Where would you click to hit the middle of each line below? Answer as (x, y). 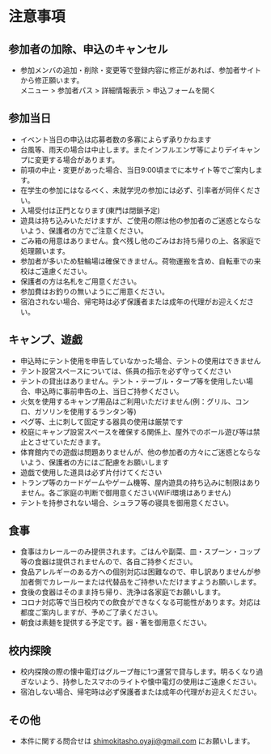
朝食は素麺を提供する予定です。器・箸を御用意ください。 (116, 623)
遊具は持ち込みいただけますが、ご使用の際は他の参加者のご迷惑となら (137, 221)
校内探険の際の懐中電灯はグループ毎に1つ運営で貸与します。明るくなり (138, 672)
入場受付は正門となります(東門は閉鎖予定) (90, 210)
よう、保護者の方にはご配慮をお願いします (98, 462)
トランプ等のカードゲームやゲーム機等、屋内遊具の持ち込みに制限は (133, 482)
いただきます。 (80, 442)
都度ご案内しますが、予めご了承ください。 (91, 612)
